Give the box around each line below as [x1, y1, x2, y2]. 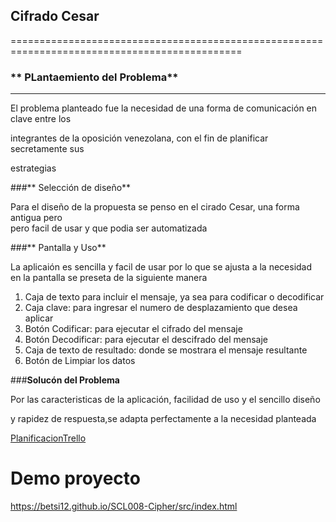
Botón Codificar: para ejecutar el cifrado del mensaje [24, 323, 243, 335]
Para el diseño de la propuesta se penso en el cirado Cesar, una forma [10, 201, 300, 213]
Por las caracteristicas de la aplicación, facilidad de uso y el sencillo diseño [10, 394, 321, 406]
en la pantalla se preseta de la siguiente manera [10, 272, 208, 284]
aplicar [24, 312, 54, 324]
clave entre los [10, 113, 72, 125]
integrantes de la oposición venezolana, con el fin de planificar [10, 132, 269, 144]
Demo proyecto [10, 467, 141, 490]
